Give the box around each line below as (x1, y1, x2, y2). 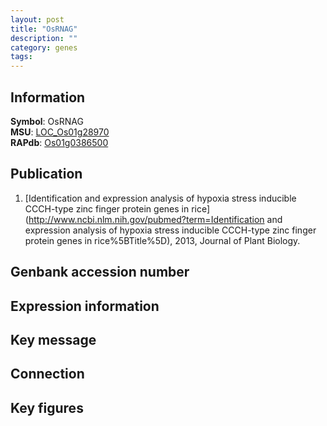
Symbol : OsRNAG (10, 115, 84, 127)
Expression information (10, 297, 160, 315)
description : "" (10, 33, 78, 43)
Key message (10, 331, 97, 348)
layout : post (10, 14, 65, 25)
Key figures (10, 399, 84, 416)
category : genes (10, 42, 78, 53)
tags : (10, 52, 33, 62)
